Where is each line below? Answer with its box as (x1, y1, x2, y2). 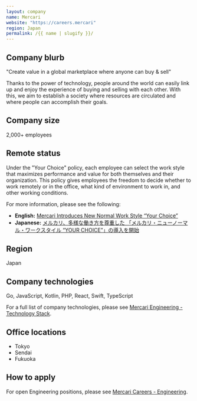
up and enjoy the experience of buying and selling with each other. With (6, 86, 181, 93)
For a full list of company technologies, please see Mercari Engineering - (6, 304, 183, 311)
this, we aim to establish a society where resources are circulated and (6, 92, 176, 99)
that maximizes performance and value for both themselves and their (6, 170, 174, 177)
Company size (6, 116, 60, 126)
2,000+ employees (6, 131, 52, 138)
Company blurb (6, 53, 65, 63)
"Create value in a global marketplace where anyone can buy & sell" (6, 68, 172, 75)
